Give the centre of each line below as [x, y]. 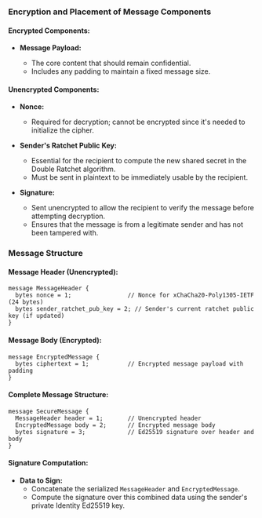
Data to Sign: [41, 480]
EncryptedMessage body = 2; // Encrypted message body [115, 425]
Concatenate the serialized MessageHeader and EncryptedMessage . [136, 489]
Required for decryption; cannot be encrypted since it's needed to [138, 122]
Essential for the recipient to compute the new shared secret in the [139, 161]
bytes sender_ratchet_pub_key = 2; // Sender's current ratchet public [135, 309]
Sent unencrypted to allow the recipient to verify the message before [143, 208]
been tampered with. [65, 233]
